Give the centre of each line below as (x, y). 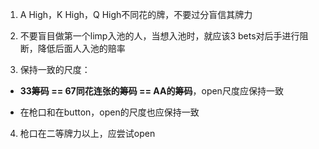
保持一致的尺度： (55, 69)
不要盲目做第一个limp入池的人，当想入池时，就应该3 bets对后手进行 (159, 36)
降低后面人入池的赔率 (81, 48)
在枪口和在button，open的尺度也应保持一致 (109, 112)
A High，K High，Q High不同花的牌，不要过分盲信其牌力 (136, 14)
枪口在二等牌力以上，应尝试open (87, 133)
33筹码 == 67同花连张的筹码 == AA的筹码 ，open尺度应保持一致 (151, 91)
